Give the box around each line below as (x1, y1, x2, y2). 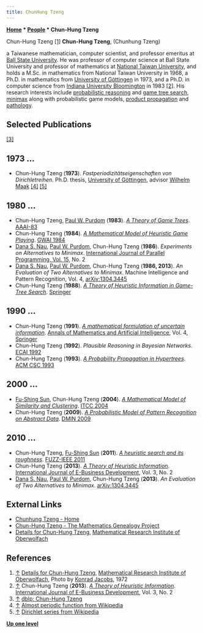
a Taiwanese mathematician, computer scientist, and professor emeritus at (6, 50, 194, 57)
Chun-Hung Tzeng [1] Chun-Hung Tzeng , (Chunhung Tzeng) (6, 37, 161, 45)
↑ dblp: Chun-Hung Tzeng (15, 595, 83, 602)
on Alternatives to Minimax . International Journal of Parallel (15, 249, 165, 257)
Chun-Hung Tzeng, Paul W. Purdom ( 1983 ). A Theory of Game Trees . (15, 217, 190, 224)
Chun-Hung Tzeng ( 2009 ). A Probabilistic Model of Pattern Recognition (15, 408, 197, 415)
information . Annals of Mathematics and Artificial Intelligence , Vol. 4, (15, 328, 188, 336)
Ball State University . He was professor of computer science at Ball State (6, 56, 190, 63)
